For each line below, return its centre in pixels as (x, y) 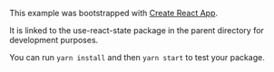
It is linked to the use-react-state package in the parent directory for (137, 30)
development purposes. (54, 40)
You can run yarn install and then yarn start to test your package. (137, 57)
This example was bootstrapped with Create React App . (114, 13)
